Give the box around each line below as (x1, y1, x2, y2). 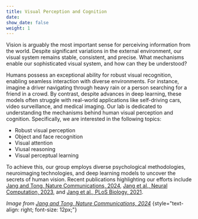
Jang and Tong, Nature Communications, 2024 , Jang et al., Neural (6, 182, 168, 189)
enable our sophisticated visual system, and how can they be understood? (6, 60, 187, 67)
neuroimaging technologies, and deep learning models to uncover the (6, 169, 176, 177)
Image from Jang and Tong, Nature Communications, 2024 (6, 200, 151, 207)
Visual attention (14, 139, 53, 146)
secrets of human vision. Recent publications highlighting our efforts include (6, 176, 192, 183)
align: (6, 206, 20, 213)
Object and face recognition (14, 133, 83, 140)
